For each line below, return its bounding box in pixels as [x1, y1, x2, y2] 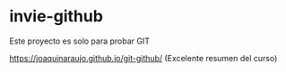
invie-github [9, 6, 103, 27]
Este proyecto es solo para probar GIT [9, 36, 151, 46]
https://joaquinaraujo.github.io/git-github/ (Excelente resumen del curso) [9, 52, 278, 63]
